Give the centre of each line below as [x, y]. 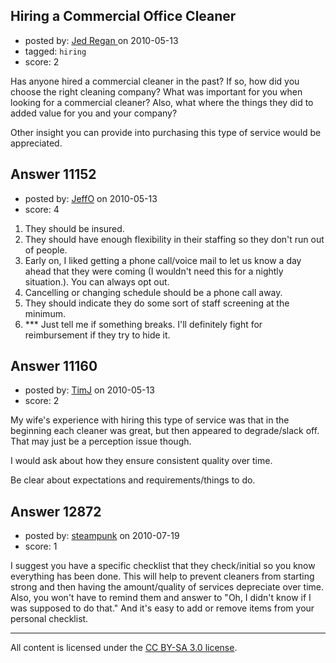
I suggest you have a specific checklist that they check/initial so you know [163, 566]
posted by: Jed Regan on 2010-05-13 [101, 40]
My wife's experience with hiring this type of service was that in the [150, 420]
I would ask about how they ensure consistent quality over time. [141, 461]
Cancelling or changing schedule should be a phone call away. [153, 292]
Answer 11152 [53, 174]
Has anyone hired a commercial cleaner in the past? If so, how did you [155, 81]
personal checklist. [49, 619]
